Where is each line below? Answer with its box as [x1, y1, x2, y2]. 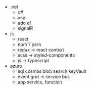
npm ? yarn [17, 41, 41, 47]
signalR [17, 25, 33, 31]
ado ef [17, 20, 31, 26]
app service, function [17, 79, 62, 85]
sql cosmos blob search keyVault [17, 68, 87, 74]
